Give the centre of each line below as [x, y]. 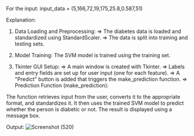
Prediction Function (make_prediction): [61, 85]
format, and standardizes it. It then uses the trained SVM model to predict [95, 103]
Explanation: [21, 20]
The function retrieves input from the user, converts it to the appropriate [93, 97]
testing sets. [29, 44]
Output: [15, 127]
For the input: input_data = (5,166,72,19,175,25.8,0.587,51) [74, 9]
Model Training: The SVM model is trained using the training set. [92, 55]
